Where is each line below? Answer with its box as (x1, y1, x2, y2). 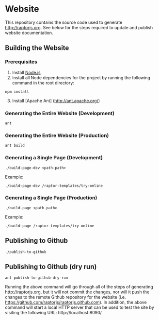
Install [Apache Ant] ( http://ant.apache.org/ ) (12, 98, 100, 103)
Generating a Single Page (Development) (5, 154, 103, 161)
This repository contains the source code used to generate (5, 19, 123, 25)
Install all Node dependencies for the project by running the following (12, 74, 150, 81)
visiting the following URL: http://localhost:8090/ (5, 310, 102, 316)
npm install (5, 89, 29, 94)
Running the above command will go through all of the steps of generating (5, 284, 154, 290)
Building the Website (5, 44, 69, 52)
